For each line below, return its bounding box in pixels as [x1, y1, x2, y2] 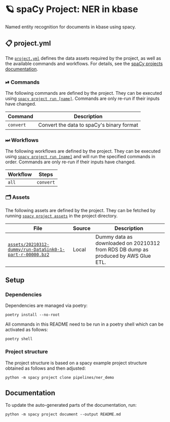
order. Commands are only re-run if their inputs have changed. [5, 159, 136, 165]
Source [72, 225, 91, 232]
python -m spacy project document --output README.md [5, 412, 121, 417]
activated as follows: [5, 327, 48, 333]
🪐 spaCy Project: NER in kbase [5, 4, 138, 15]
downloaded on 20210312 [95, 239, 160, 247]
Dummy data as [95, 233, 133, 240]
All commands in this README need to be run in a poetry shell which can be [5, 321, 164, 327]
